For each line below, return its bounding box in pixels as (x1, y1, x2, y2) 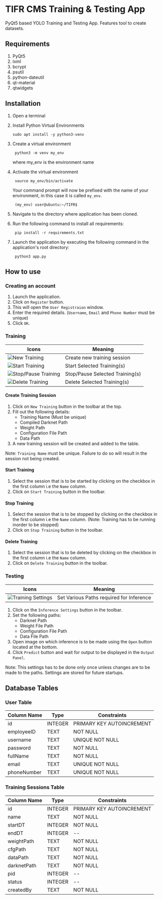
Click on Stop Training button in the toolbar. (12, 527, 104, 533)
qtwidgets (12, 85, 33, 91)
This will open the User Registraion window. (12, 304, 104, 310)
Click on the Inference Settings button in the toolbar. (12, 606, 123, 612)
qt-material (12, 79, 35, 85)
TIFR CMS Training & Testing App (5, 3, 146, 15)
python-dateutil (12, 74, 44, 80)
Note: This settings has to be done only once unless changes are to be (5, 664, 151, 670)
